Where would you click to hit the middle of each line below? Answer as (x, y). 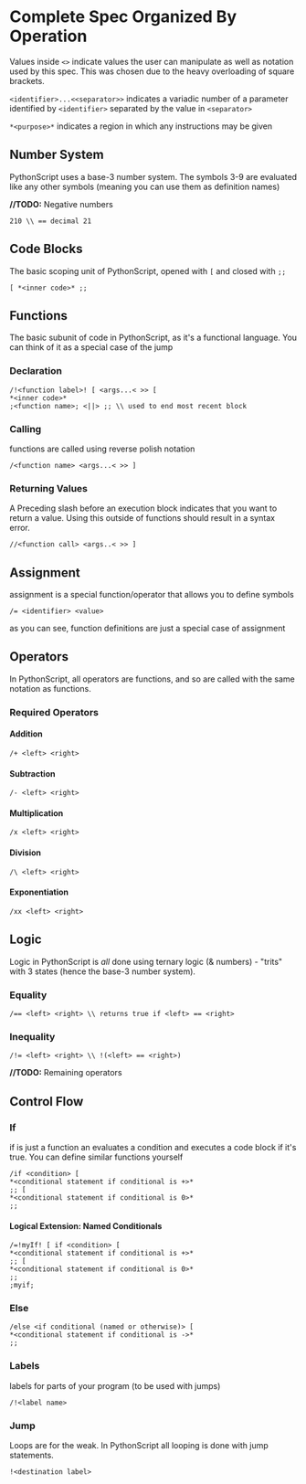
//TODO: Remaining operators (66, 1073)
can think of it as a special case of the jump (91, 347)
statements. (32, 1456)
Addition (26, 734)
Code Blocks (46, 249)
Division (26, 853)
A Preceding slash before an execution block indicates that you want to (143, 508)
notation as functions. (50, 688)
